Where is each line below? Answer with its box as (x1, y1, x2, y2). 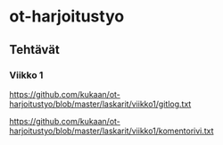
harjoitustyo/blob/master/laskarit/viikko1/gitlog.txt (9, 98, 192, 109)
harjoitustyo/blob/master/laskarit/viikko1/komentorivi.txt (9, 125, 214, 136)
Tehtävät (9, 42, 60, 57)
